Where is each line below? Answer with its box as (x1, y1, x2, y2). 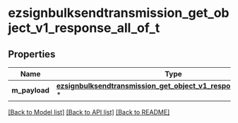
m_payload (11, 86, 50, 95)
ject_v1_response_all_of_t (8, 20, 160, 36)
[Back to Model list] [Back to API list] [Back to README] (8, 108, 170, 116)
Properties (8, 48, 56, 60)
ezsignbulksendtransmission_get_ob (8, 5, 230, 21)
